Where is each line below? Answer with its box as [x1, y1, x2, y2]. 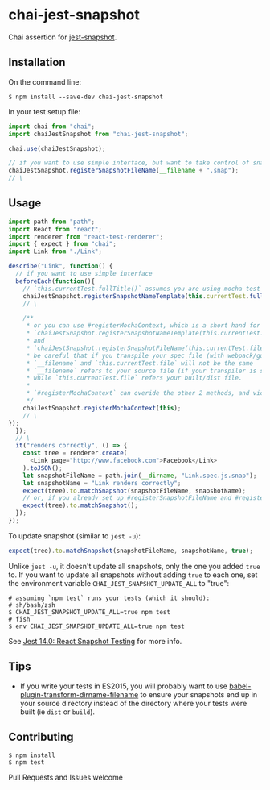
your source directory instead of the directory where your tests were [19, 698, 247, 708]
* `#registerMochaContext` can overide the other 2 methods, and [26, 389, 250, 397]
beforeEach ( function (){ [15, 276, 95, 285]
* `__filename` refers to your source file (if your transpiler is [26, 367, 257, 375]
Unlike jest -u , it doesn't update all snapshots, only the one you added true [8, 561, 261, 571]
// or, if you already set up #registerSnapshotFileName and [22, 494, 231, 502]
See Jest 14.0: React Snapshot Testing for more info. [8, 636, 182, 646]
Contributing [8, 730, 74, 744]
